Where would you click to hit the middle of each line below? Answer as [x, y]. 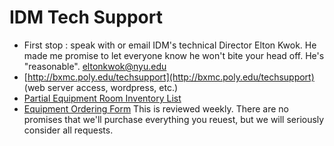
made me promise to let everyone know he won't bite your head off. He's [174, 55]
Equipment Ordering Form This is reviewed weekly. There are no [156, 108]
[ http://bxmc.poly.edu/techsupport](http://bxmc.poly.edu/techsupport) [169, 77]
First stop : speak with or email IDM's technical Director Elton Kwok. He [170, 45]
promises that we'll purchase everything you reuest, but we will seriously [174, 119]
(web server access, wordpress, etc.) [101, 87]
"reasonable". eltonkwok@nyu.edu [95, 66]
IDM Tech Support [86, 17]
